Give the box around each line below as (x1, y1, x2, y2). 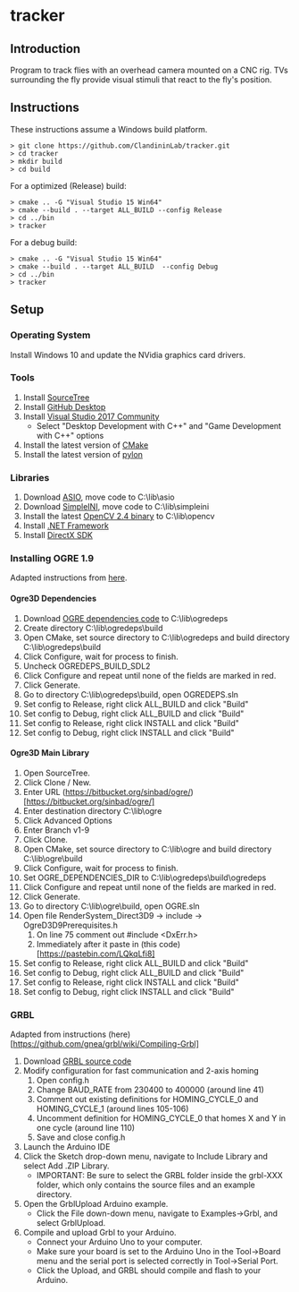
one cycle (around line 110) (36, 1123, 136, 1134)
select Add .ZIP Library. (22, 1160, 110, 1171)
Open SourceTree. (22, 767, 90, 778)
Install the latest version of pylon (22, 449, 144, 459)
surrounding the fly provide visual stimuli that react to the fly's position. (10, 74, 272, 85)
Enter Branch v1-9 (22, 825, 90, 835)
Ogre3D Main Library (10, 748, 90, 758)
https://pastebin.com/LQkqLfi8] (39, 948, 155, 959)
